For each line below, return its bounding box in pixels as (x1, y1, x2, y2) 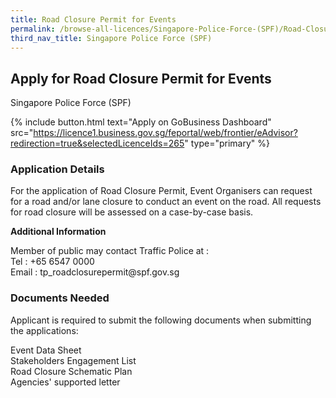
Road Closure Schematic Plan (10, 365, 133, 377)
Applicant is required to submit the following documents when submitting (10, 314, 312, 326)
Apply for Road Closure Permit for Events (10, 70, 272, 87)
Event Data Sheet (10, 344, 82, 356)
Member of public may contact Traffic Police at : (10, 245, 210, 257)
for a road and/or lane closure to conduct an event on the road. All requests (10, 196, 322, 208)
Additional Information (10, 226, 107, 238)
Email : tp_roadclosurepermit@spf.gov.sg (10, 266, 180, 278)
